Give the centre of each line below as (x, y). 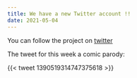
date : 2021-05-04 (33, 20)
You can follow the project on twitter (60, 40)
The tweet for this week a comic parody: (66, 54)
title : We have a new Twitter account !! (69, 14)
